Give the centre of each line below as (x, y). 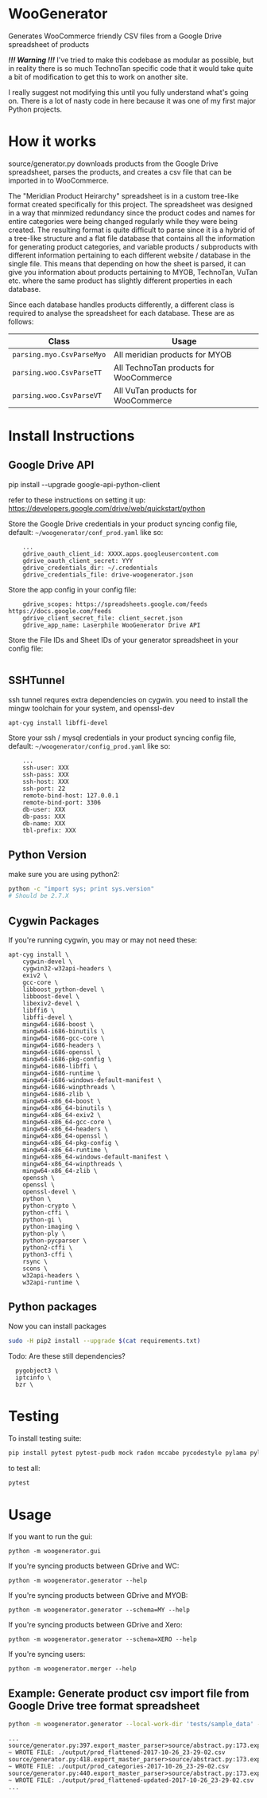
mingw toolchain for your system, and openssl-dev (91, 708)
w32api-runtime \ (51, 1283)
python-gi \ (42, 1220)
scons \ (35, 1269)
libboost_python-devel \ (64, 989)
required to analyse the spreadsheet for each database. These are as (121, 313)
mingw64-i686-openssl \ (62, 1052)
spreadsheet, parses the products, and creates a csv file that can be (120, 171)
